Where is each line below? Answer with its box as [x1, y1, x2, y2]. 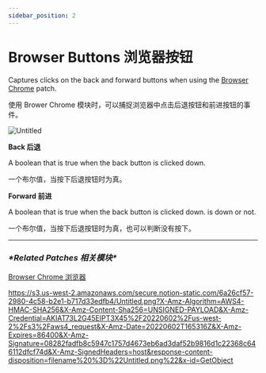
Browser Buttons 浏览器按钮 [8, 48, 194, 66]
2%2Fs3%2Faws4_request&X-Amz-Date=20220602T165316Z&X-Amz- [8, 321, 242, 331]
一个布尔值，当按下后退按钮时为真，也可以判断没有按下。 [8, 223, 196, 233]
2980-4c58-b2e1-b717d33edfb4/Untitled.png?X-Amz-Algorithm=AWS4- [8, 296, 245, 306]
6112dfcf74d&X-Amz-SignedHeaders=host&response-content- [8, 347, 213, 356]
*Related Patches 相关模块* [8, 252, 117, 263]
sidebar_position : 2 [8, 11, 77, 20]
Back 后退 [8, 142, 41, 152]
